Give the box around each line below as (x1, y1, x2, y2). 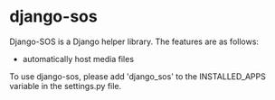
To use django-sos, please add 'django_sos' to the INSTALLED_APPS (9, 70, 267, 82)
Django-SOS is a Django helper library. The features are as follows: (9, 36, 260, 47)
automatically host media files (22, 53, 134, 64)
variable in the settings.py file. (9, 80, 122, 91)
